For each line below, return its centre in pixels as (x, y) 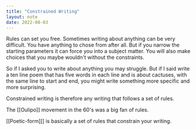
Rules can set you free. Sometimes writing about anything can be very (91, 39)
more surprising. (26, 87)
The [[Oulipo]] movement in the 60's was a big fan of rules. (78, 110)
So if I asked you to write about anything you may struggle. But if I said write (98, 69)
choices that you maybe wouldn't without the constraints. (75, 57)
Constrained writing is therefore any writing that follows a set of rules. (90, 99)
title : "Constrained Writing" (43, 11)
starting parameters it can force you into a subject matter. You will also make (98, 51)
